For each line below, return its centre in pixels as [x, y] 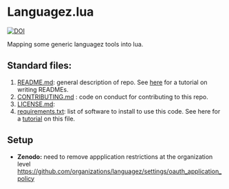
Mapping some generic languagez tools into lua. [75, 44]
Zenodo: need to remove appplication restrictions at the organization [115, 156]
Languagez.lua [51, 12]
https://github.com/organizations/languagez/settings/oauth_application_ [119, 171]
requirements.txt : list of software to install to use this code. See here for [119, 111]
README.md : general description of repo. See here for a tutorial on [112, 82]
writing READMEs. [43, 89]
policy [26, 178]
